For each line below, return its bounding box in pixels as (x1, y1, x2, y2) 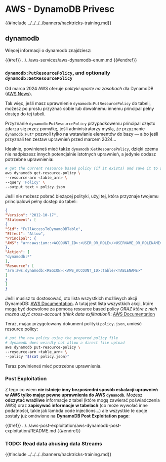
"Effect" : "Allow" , (5, 231, 45, 236)
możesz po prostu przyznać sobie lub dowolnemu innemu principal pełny (5, 105, 154, 112)
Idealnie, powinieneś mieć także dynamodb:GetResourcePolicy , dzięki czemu (5, 146, 159, 152)
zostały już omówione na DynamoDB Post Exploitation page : (5, 412, 130, 419)
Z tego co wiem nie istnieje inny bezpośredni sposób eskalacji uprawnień (5, 386, 158, 392)
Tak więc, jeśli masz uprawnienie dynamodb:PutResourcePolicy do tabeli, (5, 101, 151, 106)
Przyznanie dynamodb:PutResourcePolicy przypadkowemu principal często (5, 120, 156, 127)
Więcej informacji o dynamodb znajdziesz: (5, 47, 91, 53)
